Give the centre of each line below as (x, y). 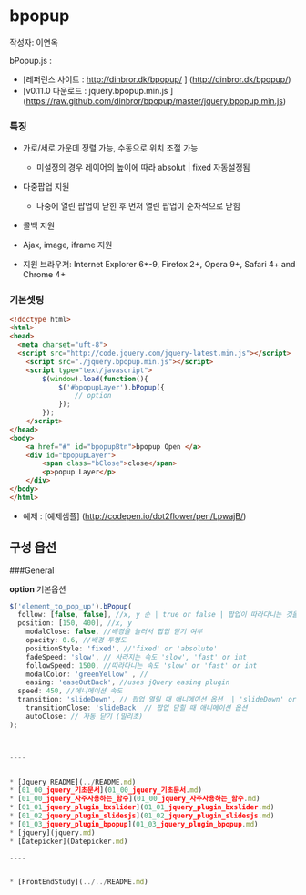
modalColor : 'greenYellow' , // (87, 674)
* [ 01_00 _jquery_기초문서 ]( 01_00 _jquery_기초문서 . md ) (106, 790)
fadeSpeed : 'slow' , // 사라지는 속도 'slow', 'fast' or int (137, 657)
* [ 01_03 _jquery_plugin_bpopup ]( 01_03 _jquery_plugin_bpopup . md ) (134, 824)
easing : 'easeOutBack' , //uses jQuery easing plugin (128, 682)
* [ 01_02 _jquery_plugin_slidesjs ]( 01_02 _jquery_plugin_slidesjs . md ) (142, 816)
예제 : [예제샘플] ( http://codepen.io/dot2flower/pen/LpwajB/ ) (134, 515)
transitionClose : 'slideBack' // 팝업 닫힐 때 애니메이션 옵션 (137, 708)
